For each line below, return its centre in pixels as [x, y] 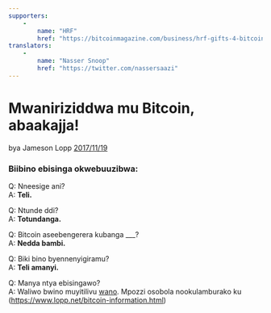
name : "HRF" [58, 31]
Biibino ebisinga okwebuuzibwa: [73, 169]
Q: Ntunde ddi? [33, 210]
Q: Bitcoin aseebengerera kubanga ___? [74, 234]
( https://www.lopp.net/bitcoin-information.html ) [88, 300]
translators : [30, 46]
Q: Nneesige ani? [37, 186]
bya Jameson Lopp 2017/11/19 [58, 148]
